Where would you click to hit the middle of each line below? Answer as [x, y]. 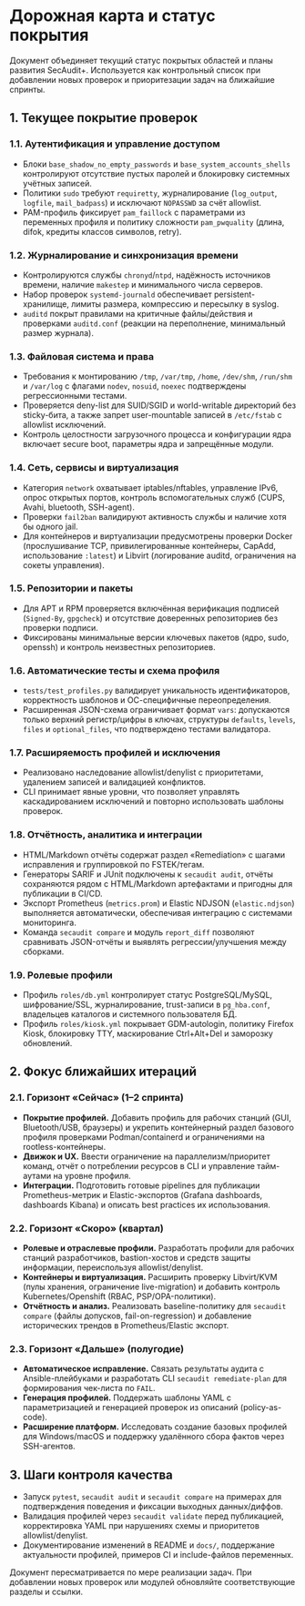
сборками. [43, 951]
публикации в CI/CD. [62, 893]
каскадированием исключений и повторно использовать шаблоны [153, 801]
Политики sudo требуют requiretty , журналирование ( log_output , [150, 193]
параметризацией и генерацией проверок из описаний [130, 1408]
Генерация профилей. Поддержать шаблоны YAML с [127, 1398]
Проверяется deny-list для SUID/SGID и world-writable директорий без [159, 405]
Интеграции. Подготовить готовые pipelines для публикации [141, 1185]
